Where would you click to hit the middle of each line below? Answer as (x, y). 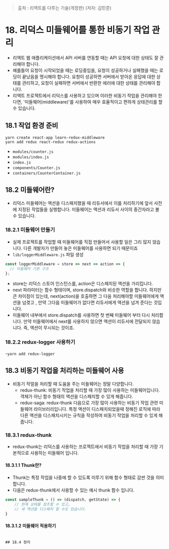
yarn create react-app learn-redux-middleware (55, 138)
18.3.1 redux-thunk (29, 435)
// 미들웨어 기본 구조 (29, 269)
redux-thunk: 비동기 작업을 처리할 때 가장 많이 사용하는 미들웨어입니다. (90, 390)
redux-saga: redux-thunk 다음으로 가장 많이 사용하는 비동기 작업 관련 (89, 403)
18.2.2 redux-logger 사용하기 (40, 342)
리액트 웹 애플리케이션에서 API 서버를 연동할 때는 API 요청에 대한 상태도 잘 (86, 58)
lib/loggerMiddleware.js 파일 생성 (48, 254)
